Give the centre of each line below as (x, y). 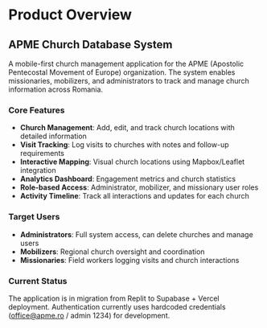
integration (38, 170)
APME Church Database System (90, 45)
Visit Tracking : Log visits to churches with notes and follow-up (124, 145)
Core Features (37, 110)
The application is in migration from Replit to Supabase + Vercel (114, 298)
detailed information (53, 136)
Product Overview (70, 15)
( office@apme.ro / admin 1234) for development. (89, 315)
